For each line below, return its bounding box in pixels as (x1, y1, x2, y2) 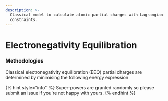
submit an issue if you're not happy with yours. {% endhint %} (5, 90, 136, 96)
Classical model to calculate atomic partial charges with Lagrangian (10, 12, 163, 17)
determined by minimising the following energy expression (5, 74, 129, 80)
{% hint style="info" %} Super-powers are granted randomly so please (5, 84, 154, 90)
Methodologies (5, 57, 44, 65)
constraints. (10, 17, 38, 22)
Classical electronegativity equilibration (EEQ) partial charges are (5, 69, 142, 75)
